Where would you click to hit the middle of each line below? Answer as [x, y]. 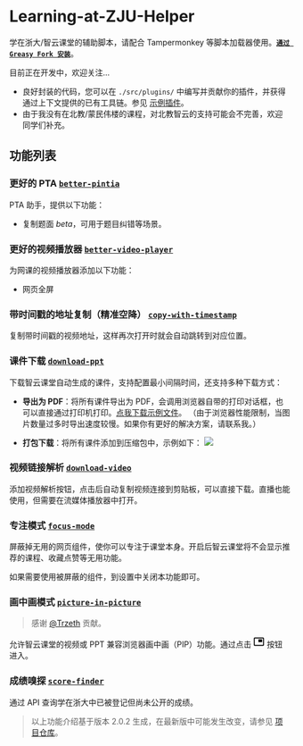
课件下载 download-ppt [57, 361]
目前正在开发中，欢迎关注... [60, 72]
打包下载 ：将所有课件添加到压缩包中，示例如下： [112, 442]
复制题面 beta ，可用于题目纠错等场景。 [94, 223]
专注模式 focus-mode [52, 525]
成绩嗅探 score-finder [57, 681]
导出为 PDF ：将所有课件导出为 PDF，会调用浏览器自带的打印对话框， [149, 401]
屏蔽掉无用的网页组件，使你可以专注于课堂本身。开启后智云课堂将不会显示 [146, 547]
